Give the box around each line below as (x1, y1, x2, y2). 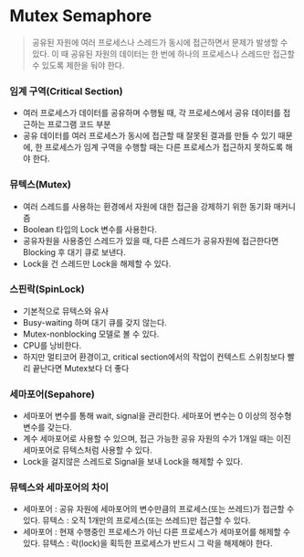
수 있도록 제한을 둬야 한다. (31, 59, 125, 70)
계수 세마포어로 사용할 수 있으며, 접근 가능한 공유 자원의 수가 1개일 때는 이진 (22, 434, 291, 445)
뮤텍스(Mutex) (9, 178, 71, 191)
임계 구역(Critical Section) (9, 84, 123, 97)
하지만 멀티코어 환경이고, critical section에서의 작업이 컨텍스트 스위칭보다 (22, 351, 286, 362)
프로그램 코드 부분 (47, 119, 111, 130)
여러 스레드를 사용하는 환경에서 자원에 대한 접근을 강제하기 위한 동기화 (22, 200, 272, 211)
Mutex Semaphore (9, 5, 152, 27)
